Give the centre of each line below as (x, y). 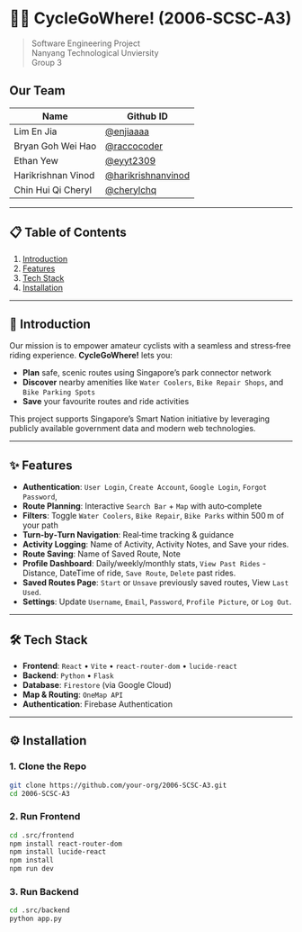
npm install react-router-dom (66, 844)
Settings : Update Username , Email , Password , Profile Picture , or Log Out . (157, 602)
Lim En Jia (36, 131)
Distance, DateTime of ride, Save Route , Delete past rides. (129, 573)
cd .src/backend (40, 910)
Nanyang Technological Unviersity (95, 52)
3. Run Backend (44, 892)
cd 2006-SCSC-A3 (40, 793)
